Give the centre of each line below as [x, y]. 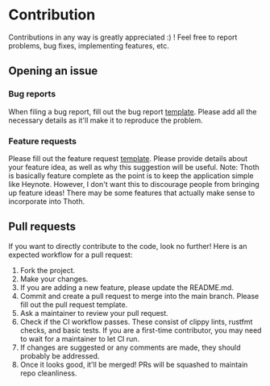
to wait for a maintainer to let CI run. [79, 338]
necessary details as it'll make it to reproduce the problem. [106, 120]
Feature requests [43, 141]
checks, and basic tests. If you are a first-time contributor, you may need [141, 330]
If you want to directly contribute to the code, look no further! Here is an [128, 246]
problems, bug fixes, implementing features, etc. [89, 45]
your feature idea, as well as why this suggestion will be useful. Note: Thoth [134, 167]
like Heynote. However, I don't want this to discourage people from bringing [134, 184]
